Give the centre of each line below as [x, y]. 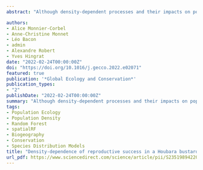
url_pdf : [17, 157]
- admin [16, 45]
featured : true [25, 73]
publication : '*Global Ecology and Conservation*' [71, 79]
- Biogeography [25, 135]
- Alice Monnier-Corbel [36, 28]
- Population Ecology [34, 112]
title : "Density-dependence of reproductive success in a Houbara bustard [102, 151]
